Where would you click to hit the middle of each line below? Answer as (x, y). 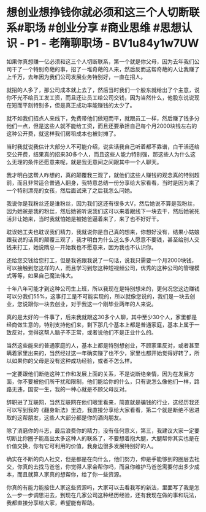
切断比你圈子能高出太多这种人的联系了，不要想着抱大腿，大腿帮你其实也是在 (103, 438)
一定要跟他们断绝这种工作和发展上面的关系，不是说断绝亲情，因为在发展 (97, 374)
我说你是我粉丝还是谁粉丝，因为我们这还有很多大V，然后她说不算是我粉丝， (102, 203)
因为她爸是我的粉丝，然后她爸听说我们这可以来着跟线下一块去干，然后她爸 (100, 211)
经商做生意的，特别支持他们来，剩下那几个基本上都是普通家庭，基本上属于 (100, 324)
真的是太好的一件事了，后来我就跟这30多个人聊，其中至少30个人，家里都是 (102, 317)
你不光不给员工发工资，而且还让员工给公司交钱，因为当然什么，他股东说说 (100, 97)
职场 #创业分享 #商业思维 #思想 (103, 28)
